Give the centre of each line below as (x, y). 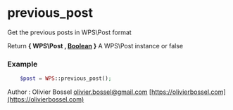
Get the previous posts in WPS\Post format (69, 32)
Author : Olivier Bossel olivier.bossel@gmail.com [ (80, 92)
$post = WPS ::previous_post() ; (66, 78)
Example (23, 64)
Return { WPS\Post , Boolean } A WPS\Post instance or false (95, 46)
